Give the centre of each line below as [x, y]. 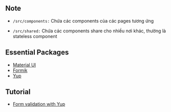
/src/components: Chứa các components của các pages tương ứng [83, 21]
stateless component [35, 36]
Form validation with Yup [39, 104]
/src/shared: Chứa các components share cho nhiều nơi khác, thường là [89, 31]
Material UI [24, 65]
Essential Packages [37, 53]
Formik [20, 70]
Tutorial [18, 92]
